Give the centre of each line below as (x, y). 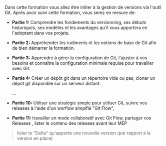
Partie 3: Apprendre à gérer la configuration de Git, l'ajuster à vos (79, 58)
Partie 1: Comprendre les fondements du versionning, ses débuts (79, 22)
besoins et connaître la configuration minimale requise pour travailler (82, 63)
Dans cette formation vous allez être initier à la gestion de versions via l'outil (83, 7)
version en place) (35, 138)
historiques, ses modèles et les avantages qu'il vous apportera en (80, 28)
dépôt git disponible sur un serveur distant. (56, 83)
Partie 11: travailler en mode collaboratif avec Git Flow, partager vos (81, 118)
